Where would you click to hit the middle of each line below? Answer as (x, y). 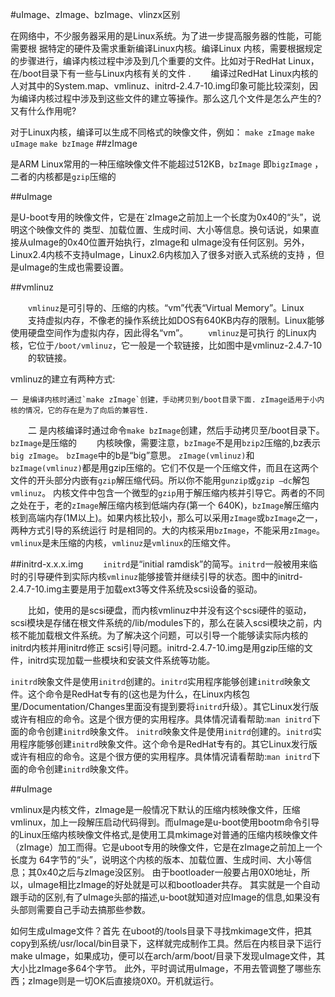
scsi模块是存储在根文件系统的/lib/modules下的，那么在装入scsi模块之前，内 (166, 622)
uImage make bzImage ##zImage (74, 143)
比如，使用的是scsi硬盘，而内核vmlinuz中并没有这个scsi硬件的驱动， (169, 610)
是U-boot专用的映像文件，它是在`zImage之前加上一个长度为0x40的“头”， (161, 217)
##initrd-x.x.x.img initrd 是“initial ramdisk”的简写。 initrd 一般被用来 (160, 564)
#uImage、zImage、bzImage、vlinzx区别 (95, 14)
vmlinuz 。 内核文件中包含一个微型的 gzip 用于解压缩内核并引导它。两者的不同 (167, 492)
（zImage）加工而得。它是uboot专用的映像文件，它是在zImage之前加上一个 (166, 847)
